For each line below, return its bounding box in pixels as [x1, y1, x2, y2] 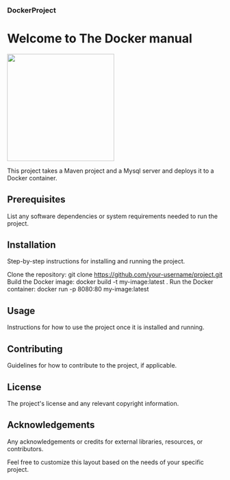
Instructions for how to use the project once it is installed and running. [7, 323, 205, 331]
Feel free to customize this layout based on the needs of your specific [7, 458, 204, 466]
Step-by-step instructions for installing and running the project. [7, 257, 186, 265]
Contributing [7, 343, 63, 355]
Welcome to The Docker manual [7, 31, 193, 47]
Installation [7, 239, 56, 251]
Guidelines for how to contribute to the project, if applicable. [7, 361, 177, 370]
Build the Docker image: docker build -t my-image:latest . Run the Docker [7, 278, 214, 286]
